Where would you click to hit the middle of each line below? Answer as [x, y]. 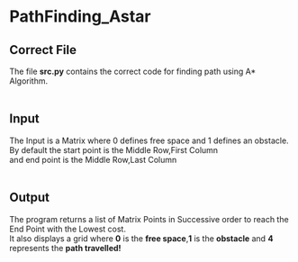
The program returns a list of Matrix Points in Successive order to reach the [149, 219]
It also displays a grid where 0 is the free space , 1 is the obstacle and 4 [141, 238]
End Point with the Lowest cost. [68, 229]
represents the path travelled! [65, 248]
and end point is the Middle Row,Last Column [93, 159]
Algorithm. [28, 81]
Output [29, 198]
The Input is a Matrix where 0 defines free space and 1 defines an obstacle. [149, 140]
